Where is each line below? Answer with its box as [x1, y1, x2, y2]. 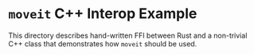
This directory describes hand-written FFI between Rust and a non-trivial [8, 31, 248, 40]
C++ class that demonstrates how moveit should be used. [8, 38, 197, 48]
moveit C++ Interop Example [8, 5, 197, 23]
